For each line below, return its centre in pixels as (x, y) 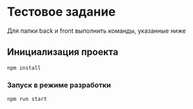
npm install (24, 68)
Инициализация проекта (63, 52)
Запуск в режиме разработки (59, 84)
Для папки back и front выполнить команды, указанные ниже (96, 31)
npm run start (27, 99)
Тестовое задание (61, 12)
